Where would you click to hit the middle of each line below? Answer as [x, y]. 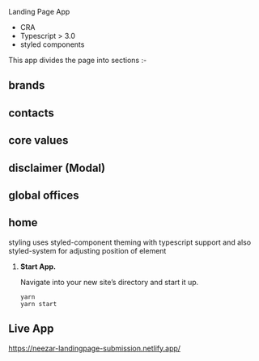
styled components [52, 44]
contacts [31, 113]
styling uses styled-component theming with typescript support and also [130, 242]
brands [27, 85]
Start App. [38, 267]
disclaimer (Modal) [57, 168]
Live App [31, 329]
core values [38, 141]
